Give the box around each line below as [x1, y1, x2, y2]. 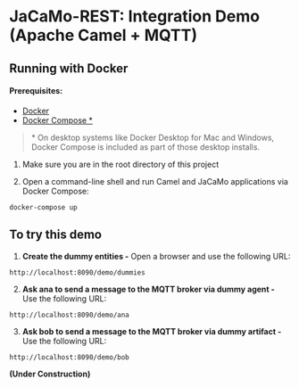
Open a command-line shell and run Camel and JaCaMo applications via [21, 176, 288, 186]
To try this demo [9, 227, 103, 243]
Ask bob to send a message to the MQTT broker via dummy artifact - [21, 325, 282, 336]
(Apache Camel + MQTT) [9, 25, 198, 45]
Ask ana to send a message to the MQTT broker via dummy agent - [21, 284, 275, 294]
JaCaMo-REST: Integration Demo [9, 6, 261, 27]
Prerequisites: [9, 86, 63, 96]
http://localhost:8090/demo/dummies [9, 268, 145, 277]
